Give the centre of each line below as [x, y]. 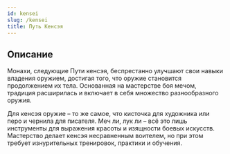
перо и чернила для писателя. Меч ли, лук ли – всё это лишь [97, 121]
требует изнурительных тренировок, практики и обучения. [95, 143]
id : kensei [23, 13]
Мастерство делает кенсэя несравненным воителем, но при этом [105, 136]
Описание [30, 54]
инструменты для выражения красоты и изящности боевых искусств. [111, 128]
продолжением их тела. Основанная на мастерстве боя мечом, [102, 86]
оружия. [19, 100]
